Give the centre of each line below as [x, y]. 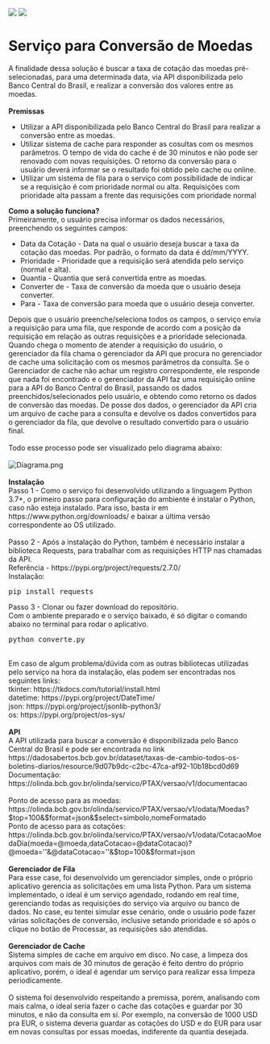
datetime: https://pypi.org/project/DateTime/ [82, 697]
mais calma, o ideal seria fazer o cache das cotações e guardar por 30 [126, 1006]
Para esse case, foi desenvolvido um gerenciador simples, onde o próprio [131, 877]
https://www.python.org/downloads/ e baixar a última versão [110, 516]
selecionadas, [31, 77]
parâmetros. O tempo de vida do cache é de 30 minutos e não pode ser [139, 152]
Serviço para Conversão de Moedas [131, 46]
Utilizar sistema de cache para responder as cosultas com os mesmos [137, 143]
